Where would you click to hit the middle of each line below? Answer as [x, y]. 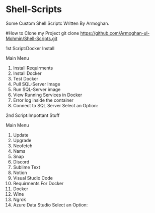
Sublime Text [27, 167]
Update [21, 135]
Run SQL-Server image [37, 89]
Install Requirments [33, 68]
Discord [21, 162]
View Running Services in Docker [48, 95]
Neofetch [23, 146]
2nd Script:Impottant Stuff [33, 115]
